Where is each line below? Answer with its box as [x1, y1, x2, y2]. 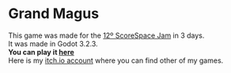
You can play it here [8, 47, 75, 57]
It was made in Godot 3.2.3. [8, 38, 98, 48]
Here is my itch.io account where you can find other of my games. [8, 56, 224, 65]
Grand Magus [8, 5, 100, 23]
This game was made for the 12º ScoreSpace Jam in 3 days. [8, 31, 205, 40]
